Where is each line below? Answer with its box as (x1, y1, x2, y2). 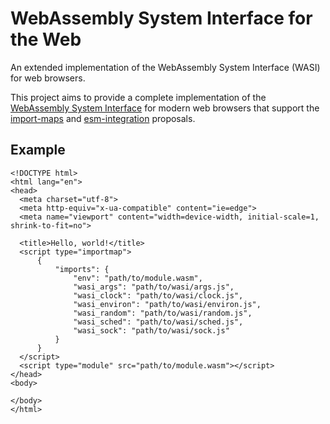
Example (10, 142, 66, 159)
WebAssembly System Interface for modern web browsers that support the (10, 102, 320, 114)
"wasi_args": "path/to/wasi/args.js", (73, 282, 235, 292)
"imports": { (54, 264, 110, 274)
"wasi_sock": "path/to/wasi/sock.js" (73, 325, 230, 336)
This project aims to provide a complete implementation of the (10, 91, 267, 103)
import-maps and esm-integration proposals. (10, 112, 196, 124)
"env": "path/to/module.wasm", (73, 273, 203, 283)
